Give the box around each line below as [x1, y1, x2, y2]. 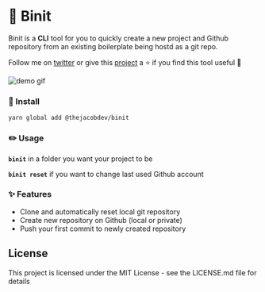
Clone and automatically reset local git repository [19, 206, 181, 217]
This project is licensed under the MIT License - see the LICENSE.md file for [8, 267, 257, 277]
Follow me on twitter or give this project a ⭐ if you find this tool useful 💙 [8, 57, 242, 67]
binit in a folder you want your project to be [8, 154, 153, 163]
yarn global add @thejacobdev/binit [8, 114, 129, 122]
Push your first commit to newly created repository [19, 224, 186, 233]
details [8, 276, 30, 286]
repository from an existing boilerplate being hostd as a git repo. [8, 41, 218, 51]
